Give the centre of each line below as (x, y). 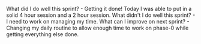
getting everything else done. (43, 34)
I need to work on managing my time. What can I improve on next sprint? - (98, 21)
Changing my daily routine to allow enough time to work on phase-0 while (97, 28)
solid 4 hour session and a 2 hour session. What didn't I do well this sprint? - (101, 15)
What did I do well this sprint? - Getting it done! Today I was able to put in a (99, 9)
